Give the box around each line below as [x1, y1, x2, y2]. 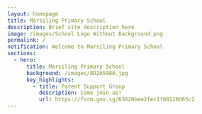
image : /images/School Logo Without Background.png [7, 30, 163, 38]
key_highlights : [26, 76, 74, 84]
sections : [7, 50, 37, 57]
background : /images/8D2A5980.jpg [26, 69, 129, 76]
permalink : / [7, 37, 46, 44]
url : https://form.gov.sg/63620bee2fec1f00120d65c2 [38, 96, 195, 103]
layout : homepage [7, 10, 59, 18]
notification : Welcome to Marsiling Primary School [7, 43, 163, 50]
